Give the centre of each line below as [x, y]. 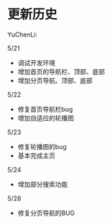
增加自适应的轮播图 [46, 118]
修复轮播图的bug [42, 146]
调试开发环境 [36, 63]
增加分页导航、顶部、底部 [55, 80]
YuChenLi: [22, 34]
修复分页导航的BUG [46, 213]
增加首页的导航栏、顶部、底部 [61, 71]
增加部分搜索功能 [43, 184]
